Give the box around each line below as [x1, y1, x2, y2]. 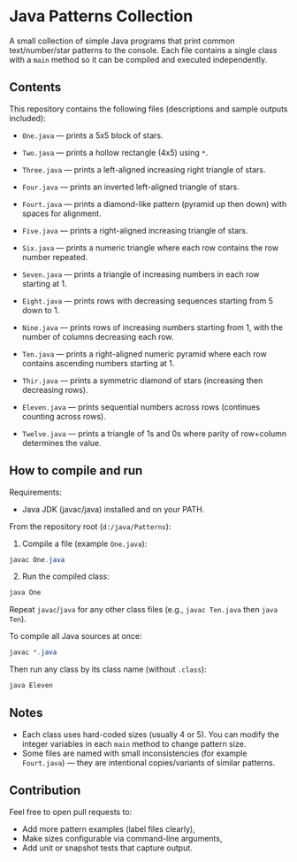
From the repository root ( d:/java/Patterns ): [9, 520, 171, 532]
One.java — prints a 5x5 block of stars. [21, 130, 164, 141]
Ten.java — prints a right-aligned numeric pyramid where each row [21, 348, 267, 359]
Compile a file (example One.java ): [21, 538, 148, 549]
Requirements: [9, 487, 62, 497]
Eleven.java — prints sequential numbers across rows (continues [21, 401, 261, 412]
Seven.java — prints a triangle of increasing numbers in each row [21, 268, 260, 280]
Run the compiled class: [21, 571, 110, 581]
